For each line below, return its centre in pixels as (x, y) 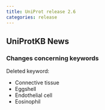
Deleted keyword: (28, 71)
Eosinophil (27, 102)
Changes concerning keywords (52, 58)
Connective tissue (37, 83)
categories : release (32, 17)
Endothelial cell (33, 95)
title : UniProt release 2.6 (41, 12)
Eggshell (25, 89)
